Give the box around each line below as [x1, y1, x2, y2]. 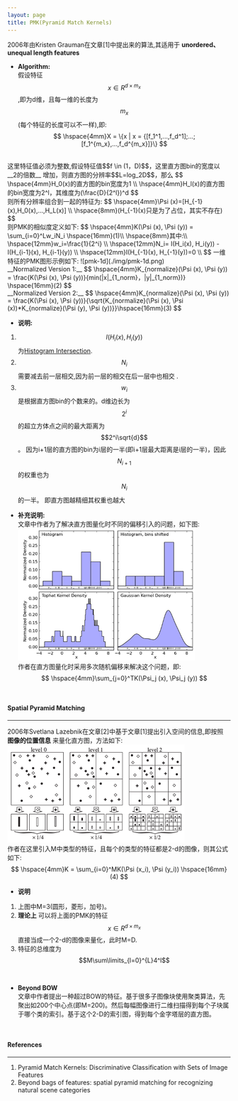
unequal [7, 48, 33, 57]
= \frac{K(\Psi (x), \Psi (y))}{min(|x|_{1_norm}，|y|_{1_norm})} [7, 273, 186, 281]
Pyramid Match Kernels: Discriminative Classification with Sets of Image [17, 1063, 228, 1071]
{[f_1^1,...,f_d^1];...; [143, 131, 196, 140]
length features [33, 48, 80, 57]
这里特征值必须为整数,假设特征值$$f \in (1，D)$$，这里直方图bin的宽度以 [7, 161, 221, 170]
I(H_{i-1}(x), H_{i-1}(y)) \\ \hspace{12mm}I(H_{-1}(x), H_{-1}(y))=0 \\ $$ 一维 [7, 247, 226, 256]
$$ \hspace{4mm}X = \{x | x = [52, 131, 142, 140]
